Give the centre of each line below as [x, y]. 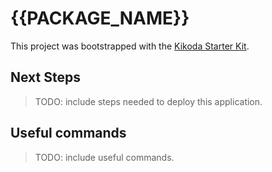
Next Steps [45, 77]
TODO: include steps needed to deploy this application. [148, 101]
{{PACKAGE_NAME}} [100, 18]
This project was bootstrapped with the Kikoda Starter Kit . [130, 46]
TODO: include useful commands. [104, 157]
